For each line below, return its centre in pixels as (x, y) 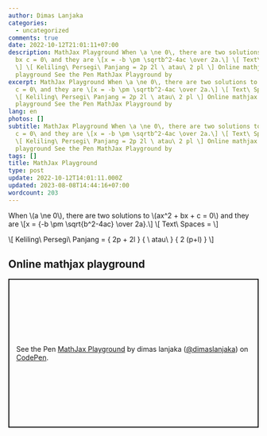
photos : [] (26, 119)
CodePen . (33, 357)
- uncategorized (42, 30)
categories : (28, 23)
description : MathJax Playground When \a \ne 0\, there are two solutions (135, 52)
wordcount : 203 (33, 193)
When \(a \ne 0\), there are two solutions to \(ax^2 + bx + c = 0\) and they (129, 215)
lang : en (23, 112)
